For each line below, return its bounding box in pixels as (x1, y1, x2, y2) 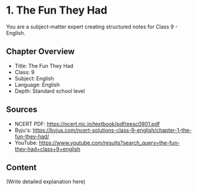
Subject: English (14, 75, 54, 82)
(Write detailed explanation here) (6, 178, 86, 185)
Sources (6, 105, 38, 115)
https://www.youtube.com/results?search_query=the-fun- (39, 139, 180, 146)
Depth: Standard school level (14, 87, 85, 95)
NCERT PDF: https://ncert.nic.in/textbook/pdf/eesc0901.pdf (14, 120, 160, 127)
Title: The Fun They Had (14, 62, 74, 69)
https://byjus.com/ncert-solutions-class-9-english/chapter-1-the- (32, 127, 192, 134)
